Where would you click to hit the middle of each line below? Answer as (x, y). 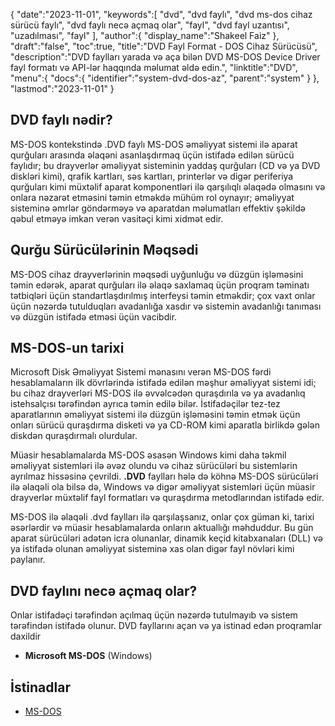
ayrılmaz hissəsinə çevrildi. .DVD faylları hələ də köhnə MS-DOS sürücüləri (164, 476)
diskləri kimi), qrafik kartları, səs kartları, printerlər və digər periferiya (152, 176)
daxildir (26, 636)
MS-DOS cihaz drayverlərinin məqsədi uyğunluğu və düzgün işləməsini (157, 274)
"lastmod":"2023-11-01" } (62, 88)
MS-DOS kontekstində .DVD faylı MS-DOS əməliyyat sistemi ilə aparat (154, 144)
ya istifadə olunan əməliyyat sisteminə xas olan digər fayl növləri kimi (152, 549)
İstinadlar (40, 687)
